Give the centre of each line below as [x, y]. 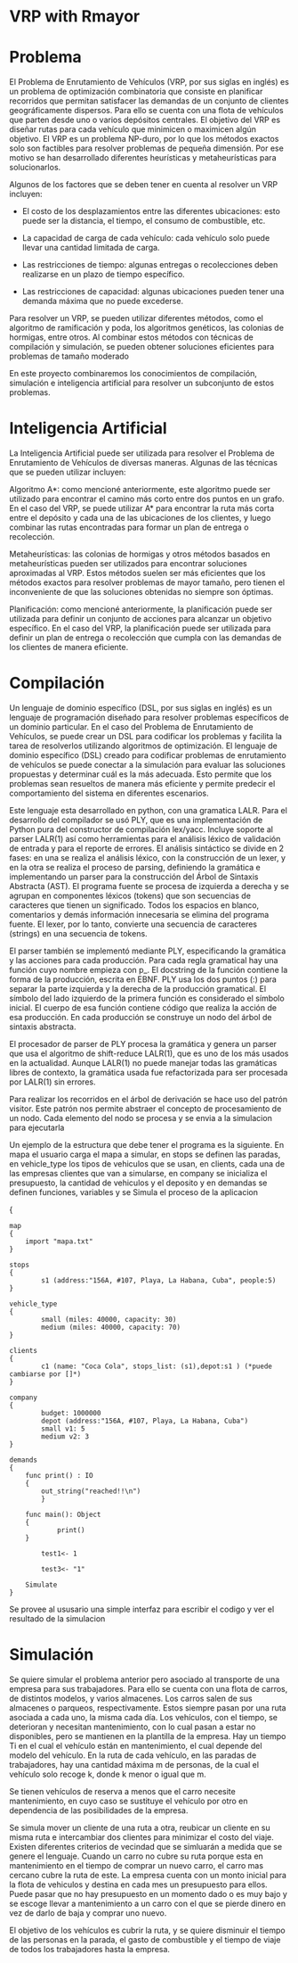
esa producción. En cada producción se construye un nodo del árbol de [141, 1017]
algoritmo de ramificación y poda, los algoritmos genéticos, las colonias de [147, 328]
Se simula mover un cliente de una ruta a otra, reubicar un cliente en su [140, 1827]
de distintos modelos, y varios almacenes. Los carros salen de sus [131, 1698]
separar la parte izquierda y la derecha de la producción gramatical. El [138, 989]
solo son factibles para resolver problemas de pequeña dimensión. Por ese [147, 148]
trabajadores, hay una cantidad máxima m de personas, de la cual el [134, 1764]
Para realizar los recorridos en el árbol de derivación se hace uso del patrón [148, 1099]
